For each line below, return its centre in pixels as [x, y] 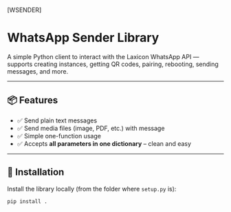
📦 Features [33, 100]
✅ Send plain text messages [57, 120]
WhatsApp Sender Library [83, 38]
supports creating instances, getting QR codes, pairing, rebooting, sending [113, 64]
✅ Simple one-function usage [59, 136]
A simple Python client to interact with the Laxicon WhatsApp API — [103, 56]
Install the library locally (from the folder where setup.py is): [92, 189]
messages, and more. [38, 71]
